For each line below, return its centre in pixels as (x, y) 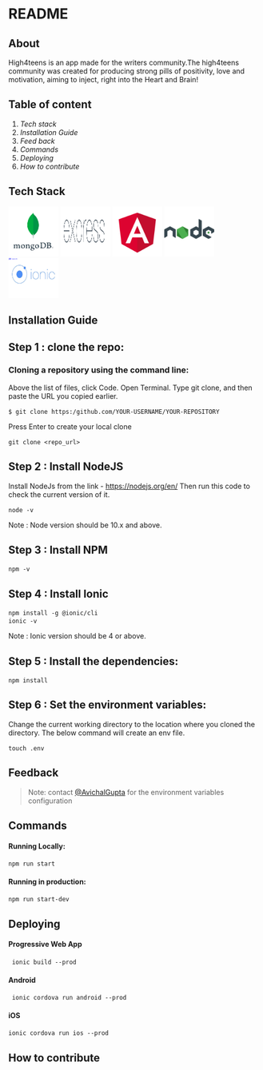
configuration (50, 801)
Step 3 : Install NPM (58, 549)
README (38, 14)
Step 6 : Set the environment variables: (108, 705)
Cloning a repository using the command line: (99, 370)
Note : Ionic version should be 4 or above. (77, 636)
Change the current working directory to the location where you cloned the (132, 724)
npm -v (19, 569)
